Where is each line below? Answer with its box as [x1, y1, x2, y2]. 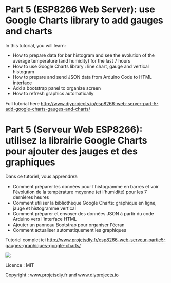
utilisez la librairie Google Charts [5, 135, 147, 147]
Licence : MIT [5, 261, 34, 268]
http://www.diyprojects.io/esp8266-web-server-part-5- [41, 100, 159, 106]
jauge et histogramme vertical [12, 205, 76, 211]
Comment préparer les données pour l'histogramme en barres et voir [12, 183, 159, 189]
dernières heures [12, 194, 49, 200]
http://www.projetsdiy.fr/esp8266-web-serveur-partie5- [47, 237, 166, 243]
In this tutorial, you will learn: [5, 42, 66, 48]
